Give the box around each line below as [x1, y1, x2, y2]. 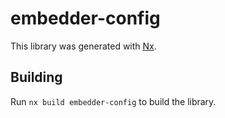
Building [10, 69, 63, 86]
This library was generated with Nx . [10, 40, 157, 52]
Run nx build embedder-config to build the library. [10, 95, 217, 107]
